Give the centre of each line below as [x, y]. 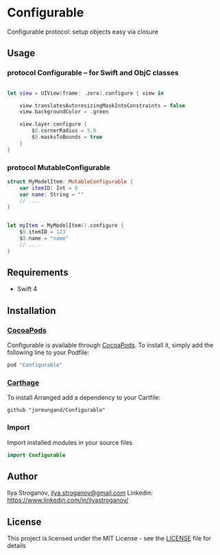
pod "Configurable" [35, 365]
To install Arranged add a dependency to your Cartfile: [84, 398]
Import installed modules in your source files [70, 442]
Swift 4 [27, 289]
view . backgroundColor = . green [64, 112]
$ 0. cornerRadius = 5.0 [64, 131]
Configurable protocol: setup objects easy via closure [83, 32]
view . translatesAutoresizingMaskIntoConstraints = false [102, 105]
